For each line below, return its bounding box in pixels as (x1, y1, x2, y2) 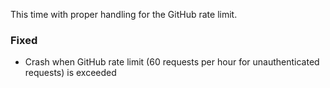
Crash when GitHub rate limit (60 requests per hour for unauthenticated (24, 56, 320, 68)
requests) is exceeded (24, 67, 117, 79)
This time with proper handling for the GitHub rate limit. (10, 9, 238, 20)
